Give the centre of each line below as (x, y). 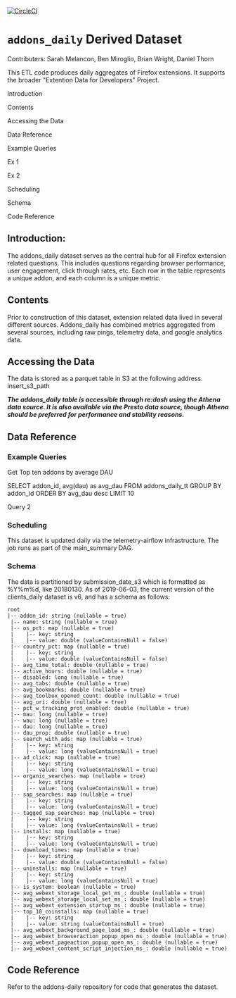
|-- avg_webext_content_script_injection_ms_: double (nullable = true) (119, 948)
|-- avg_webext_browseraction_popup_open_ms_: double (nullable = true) (119, 936)
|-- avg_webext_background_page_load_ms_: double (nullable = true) (113, 930)
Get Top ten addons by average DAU (60, 473)
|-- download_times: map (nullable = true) (75, 850)
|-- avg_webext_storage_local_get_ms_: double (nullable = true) (108, 893)
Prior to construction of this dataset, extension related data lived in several (115, 317)
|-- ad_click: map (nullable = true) (65, 757)
